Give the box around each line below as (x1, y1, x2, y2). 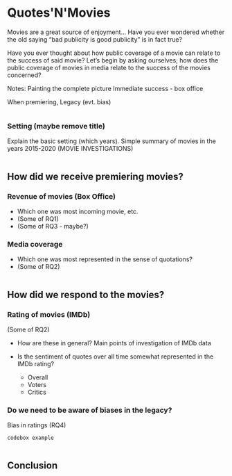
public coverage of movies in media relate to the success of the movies (7, 63, 211, 72)
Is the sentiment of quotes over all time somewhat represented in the (17, 352, 214, 361)
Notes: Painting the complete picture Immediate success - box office (7, 84, 204, 92)
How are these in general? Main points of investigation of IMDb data (17, 338, 211, 347)
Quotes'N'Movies (7, 5, 111, 21)
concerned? (7, 71, 42, 79)
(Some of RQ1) (17, 214, 59, 223)
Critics (27, 388, 46, 396)
